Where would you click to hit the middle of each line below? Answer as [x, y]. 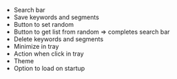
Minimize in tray [36, 46]
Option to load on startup [49, 68]
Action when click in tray [49, 54]
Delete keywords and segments [59, 39]
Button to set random [44, 24]
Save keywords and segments [56, 17]
